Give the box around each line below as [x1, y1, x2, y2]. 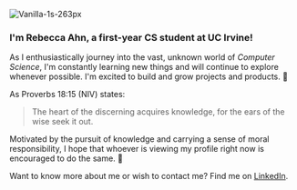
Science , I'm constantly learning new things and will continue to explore [9, 62, 280, 73]
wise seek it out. [31, 116, 94, 127]
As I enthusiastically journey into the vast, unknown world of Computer [9, 52, 275, 63]
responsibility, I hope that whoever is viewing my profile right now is [9, 144, 264, 155]
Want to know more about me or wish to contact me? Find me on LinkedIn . [9, 171, 289, 182]
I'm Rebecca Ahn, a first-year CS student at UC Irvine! [9, 31, 253, 44]
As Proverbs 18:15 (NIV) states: [9, 89, 126, 100]
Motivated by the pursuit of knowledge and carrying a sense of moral [9, 134, 270, 145]
